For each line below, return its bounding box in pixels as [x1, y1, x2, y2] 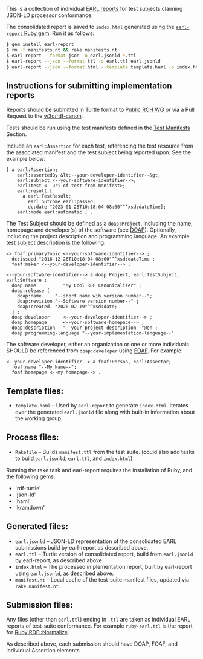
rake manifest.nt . [14, 582, 60, 589]
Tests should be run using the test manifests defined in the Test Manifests [6, 124, 190, 132]
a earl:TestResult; [22, 193, 71, 200]
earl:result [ [17, 188, 53, 194]
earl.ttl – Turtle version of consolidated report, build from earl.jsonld [14, 550, 193, 557]
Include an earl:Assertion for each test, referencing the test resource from [6, 142, 193, 150]
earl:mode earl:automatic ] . [17, 209, 94, 215]
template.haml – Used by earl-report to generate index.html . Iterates [14, 402, 188, 409]
